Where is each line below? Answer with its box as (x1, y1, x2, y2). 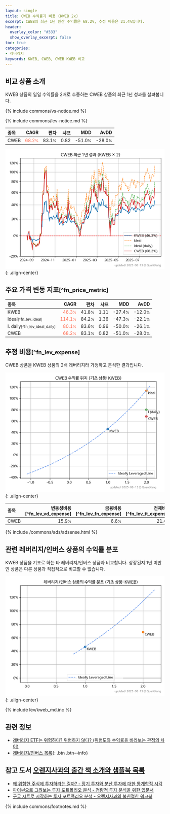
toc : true (5, 41, 26, 46)
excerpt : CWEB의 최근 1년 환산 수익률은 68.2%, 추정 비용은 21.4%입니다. (5, 19, 145, 24)
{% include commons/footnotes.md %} (5, 803, 87, 809)
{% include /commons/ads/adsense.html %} (5, 529, 98, 535)
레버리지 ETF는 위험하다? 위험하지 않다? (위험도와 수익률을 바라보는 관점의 (12, 737, 159, 743)
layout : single (5, 8, 37, 13)
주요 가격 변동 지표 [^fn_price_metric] (5, 285, 109, 294)
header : (5, 24, 22, 29)
